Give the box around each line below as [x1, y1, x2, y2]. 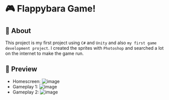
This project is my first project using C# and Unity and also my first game [5, 40, 157, 46]
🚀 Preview [5, 65, 37, 73]
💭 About [5, 26, 31, 35]
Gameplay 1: [12, 83, 38, 89]
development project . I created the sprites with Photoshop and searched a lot [5, 45, 164, 51]
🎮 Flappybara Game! [5, 3, 96, 15]
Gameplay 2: [12, 89, 39, 95]
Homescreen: [12, 78, 41, 84]
